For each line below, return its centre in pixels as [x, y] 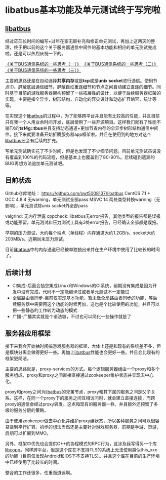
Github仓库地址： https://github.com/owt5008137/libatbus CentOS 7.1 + [78, 193]
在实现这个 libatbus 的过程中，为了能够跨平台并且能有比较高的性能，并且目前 [83, 116]
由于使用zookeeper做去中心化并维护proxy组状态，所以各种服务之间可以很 [80, 421]
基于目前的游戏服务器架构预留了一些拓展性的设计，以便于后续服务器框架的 [85, 93]
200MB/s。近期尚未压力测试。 [36, 239]
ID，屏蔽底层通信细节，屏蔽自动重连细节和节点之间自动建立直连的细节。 [83, 87]
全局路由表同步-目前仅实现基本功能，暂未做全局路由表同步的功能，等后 [85, 298]
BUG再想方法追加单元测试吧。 [36, 163]
